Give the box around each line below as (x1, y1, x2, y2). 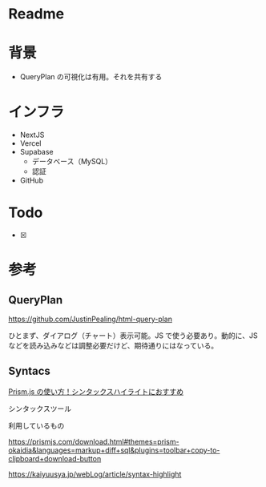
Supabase (19, 147, 54, 157)
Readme (8, 5, 65, 23)
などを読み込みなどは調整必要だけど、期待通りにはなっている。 (8, 341, 219, 350)
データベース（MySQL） (31, 157, 113, 167)
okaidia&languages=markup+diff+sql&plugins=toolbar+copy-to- (8, 445, 220, 455)
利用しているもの (8, 421, 65, 430)
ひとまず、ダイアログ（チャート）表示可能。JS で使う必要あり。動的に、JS (8, 331, 258, 340)
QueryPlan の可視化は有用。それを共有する (19, 72, 163, 82)
